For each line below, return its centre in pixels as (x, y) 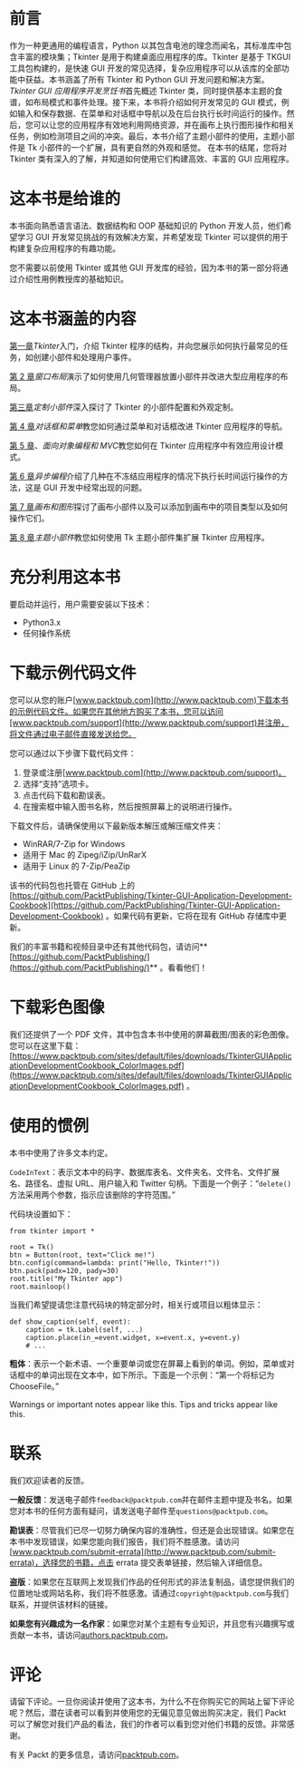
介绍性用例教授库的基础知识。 (72, 278)
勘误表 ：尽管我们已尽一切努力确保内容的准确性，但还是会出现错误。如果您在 (152, 1530)
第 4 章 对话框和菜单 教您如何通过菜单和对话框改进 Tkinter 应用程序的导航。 (148, 426)
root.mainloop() (40, 1287)
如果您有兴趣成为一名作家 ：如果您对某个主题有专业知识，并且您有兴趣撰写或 (152, 1623)
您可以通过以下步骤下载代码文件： (73, 753)
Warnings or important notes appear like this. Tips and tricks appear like (144, 1404)
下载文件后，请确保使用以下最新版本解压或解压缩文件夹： (116, 825)
